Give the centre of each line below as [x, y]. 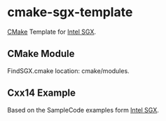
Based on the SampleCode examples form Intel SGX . [83, 110]
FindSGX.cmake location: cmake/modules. [68, 70]
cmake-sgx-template [70, 12]
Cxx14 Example [41, 93]
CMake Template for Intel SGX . [52, 32]
